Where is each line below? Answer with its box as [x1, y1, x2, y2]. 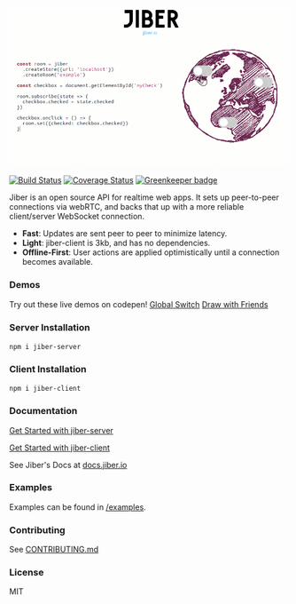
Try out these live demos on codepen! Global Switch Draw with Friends [9, 298, 269, 309]
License [9, 567, 44, 579]
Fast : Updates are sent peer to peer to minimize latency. [21, 228, 228, 239]
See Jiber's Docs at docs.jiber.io [9, 459, 128, 470]
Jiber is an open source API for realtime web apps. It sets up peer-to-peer [9, 192, 279, 203]
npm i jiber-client [9, 385, 82, 393]
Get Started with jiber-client [9, 442, 111, 453]
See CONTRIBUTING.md [9, 544, 99, 555]
